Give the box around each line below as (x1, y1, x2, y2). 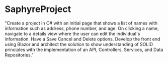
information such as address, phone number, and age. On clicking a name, (5, 25, 159, 31)
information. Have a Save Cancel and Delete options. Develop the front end (5, 36, 160, 42)
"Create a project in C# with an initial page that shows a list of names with (5, 20, 158, 26)
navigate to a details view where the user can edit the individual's (5, 30, 140, 36)
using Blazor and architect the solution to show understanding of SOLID (5, 41, 153, 47)
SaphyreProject (5, 3, 71, 15)
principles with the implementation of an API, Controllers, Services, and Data (5, 46, 163, 52)
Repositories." (5, 51, 34, 58)
